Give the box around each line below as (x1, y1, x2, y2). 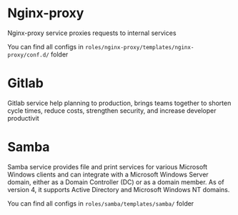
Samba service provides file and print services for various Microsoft (7, 162, 208, 171)
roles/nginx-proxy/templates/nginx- (84, 44, 194, 51)
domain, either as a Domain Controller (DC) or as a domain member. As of (7, 177, 224, 186)
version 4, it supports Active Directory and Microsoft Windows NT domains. (7, 185, 230, 194)
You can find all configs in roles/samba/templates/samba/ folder (7, 199, 194, 208)
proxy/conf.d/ (7, 51, 50, 59)
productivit (7, 114, 39, 122)
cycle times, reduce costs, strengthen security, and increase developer (7, 106, 217, 115)
